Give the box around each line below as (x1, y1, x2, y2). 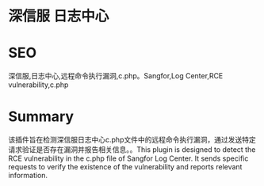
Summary (8, 108, 74, 126)
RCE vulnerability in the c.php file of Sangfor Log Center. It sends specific (8, 154, 249, 163)
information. (8, 171, 48, 180)
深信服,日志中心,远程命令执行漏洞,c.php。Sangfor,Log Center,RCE (8, 71, 224, 81)
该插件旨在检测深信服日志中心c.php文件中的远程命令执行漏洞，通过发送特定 (8, 135, 256, 145)
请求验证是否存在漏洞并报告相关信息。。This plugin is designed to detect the (8, 145, 256, 154)
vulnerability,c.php (8, 80, 69, 89)
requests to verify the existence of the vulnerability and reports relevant (8, 162, 243, 172)
